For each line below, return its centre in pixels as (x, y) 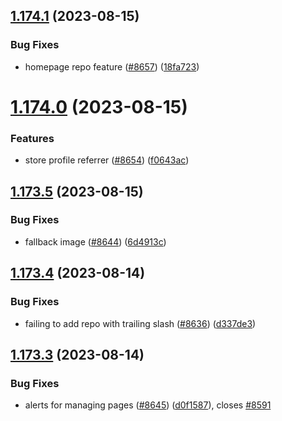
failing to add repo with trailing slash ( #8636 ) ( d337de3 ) (140, 323)
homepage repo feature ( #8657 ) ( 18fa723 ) (112, 66)
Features (32, 138)
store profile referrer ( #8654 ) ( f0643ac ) (107, 160)
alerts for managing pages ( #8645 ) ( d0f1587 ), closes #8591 (148, 405)
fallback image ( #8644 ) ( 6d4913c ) (95, 241)
